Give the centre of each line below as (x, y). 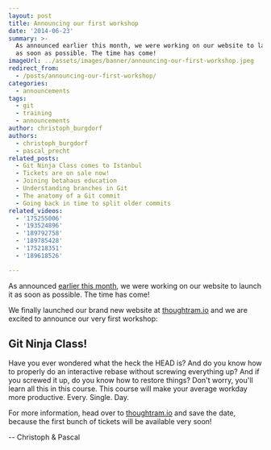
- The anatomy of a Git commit (68, 196)
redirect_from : (34, 69)
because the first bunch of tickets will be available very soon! (110, 422)
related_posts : (34, 158)
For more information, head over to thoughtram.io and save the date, (122, 413)
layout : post (30, 16)
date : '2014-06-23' (41, 31)
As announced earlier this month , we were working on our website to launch (135, 285)
